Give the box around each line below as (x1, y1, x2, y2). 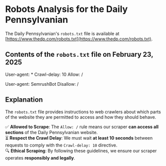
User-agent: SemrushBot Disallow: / (5, 81, 79, 87)
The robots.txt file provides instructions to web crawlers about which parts (5, 109, 161, 115)
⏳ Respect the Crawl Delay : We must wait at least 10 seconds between (5, 135, 153, 141)
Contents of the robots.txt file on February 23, (5, 50, 154, 59)
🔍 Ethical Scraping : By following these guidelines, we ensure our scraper (5, 148, 157, 154)
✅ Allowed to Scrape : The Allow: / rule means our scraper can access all (5, 124, 159, 130)
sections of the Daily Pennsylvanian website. (5, 129, 98, 135)
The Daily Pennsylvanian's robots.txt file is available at (5, 30, 120, 36)
